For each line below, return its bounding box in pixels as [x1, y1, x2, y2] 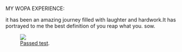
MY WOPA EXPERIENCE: [5, 5, 65, 12]
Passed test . [20, 40, 50, 46]
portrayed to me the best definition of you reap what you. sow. [5, 23, 156, 29]
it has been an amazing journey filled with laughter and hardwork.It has [5, 16, 176, 23]
